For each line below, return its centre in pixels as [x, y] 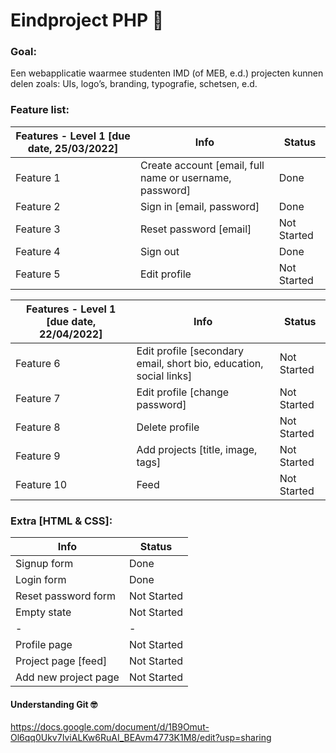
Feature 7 [38, 398]
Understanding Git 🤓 [54, 704]
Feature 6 [38, 363]
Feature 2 [38, 206]
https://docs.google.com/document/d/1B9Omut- [110, 727]
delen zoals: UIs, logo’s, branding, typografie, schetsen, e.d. [134, 84]
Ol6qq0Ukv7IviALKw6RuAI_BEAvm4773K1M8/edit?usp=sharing [141, 738]
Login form [41, 580]
